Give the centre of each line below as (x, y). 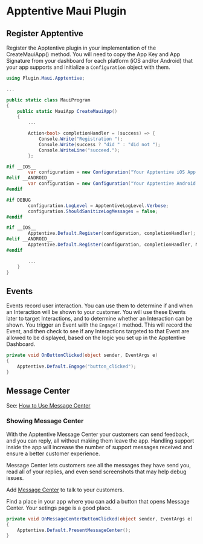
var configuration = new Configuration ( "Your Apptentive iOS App (112, 172)
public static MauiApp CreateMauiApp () (67, 111)
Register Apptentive (45, 34)
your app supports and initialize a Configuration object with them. (88, 67)
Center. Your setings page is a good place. (59, 508)
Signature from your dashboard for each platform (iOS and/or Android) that (100, 61)
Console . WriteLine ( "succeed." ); (79, 150)
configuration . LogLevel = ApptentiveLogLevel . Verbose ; (98, 206)
